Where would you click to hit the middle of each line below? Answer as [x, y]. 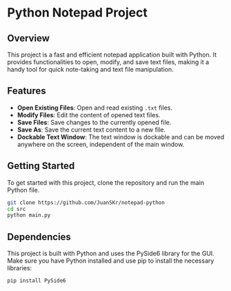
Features [27, 91]
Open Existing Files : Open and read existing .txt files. [94, 108]
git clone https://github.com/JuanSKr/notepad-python [86, 202]
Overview [29, 38]
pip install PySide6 [37, 281]
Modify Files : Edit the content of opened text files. [89, 114]
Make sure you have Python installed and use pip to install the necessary [111, 261]
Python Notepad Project [78, 13]
